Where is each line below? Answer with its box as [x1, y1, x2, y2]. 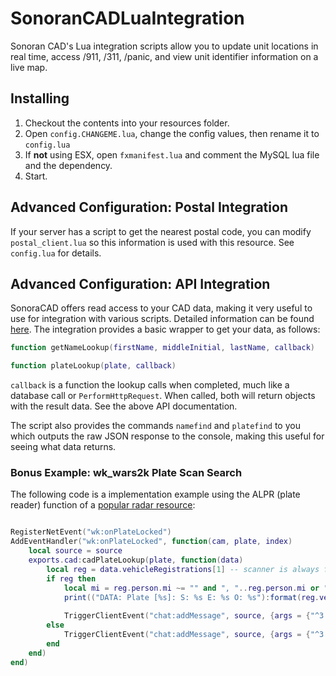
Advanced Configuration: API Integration [10, 275, 271, 292]
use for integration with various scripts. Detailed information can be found [10, 313, 315, 325]
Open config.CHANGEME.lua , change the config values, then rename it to [24, 127, 320, 139]
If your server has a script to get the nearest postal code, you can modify [10, 225, 312, 237]
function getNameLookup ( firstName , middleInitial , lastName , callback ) [10, 343, 315, 353]
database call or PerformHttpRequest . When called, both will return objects [10, 390, 316, 402]
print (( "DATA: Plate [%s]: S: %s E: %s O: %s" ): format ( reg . [63, 592, 320, 602]
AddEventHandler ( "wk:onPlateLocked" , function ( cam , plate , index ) [10, 537, 293, 547]
